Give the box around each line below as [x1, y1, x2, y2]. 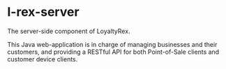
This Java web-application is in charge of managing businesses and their [7, 40, 218, 48]
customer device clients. [7, 55, 78, 63]
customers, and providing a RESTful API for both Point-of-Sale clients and [7, 48, 220, 56]
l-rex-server [7, 4, 80, 20]
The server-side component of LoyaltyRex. [7, 27, 130, 35]
